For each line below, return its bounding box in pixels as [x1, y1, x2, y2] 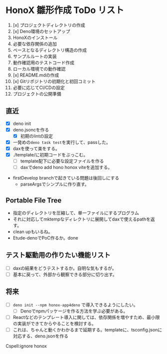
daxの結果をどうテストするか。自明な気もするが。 [12, 265, 117, 271]
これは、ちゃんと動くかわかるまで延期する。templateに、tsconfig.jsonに [12, 327, 163, 332]
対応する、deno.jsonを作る [12, 333, 69, 339]
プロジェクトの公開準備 [12, 90, 61, 96]
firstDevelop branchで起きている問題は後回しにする [12, 175, 120, 181]
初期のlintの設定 [20, 133, 53, 139]
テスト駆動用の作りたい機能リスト [5, 251, 111, 259]
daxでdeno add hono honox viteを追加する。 [20, 164, 113, 170]
